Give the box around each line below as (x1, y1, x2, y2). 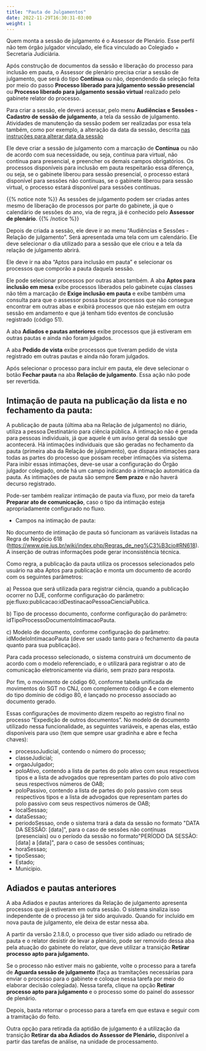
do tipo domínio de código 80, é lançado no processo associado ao (6, 691, 177, 699)
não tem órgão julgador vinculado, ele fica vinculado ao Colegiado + (6, 44, 179, 51)
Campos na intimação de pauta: (15, 517, 96, 525)
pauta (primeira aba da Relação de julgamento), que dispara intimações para (6, 447, 200, 455)
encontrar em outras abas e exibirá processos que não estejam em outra (6, 303, 190, 310)
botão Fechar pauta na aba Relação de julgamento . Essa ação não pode (6, 371, 191, 379)
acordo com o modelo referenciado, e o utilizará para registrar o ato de (6, 660, 186, 668)
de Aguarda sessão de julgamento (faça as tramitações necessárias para (6, 969, 193, 976)
